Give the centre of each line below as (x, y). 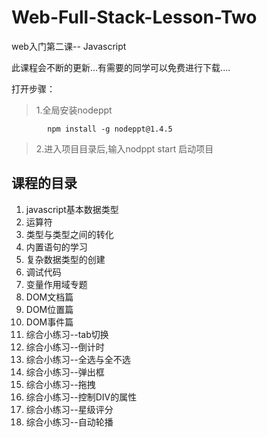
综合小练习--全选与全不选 (78, 359)
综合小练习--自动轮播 (69, 422)
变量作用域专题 (56, 284)
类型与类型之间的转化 (69, 234)
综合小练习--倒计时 (65, 347)
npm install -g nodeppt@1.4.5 (110, 129)
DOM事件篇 (49, 322)
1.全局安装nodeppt (74, 110)
